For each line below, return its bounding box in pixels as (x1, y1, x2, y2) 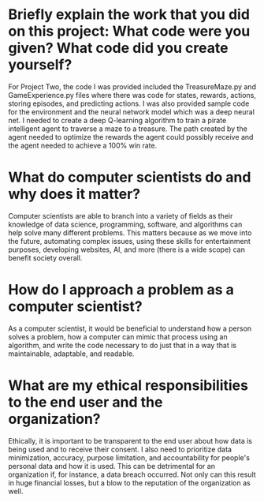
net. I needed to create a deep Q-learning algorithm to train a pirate (8, 115, 227, 125)
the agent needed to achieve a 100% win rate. (8, 140, 158, 150)
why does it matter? (8, 185, 141, 203)
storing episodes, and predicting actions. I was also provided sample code (8, 99, 250, 108)
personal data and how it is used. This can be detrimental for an (8, 461, 215, 470)
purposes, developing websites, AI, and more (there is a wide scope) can (8, 245, 246, 254)
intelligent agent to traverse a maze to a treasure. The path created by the (8, 124, 248, 133)
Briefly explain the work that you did (8, 6, 251, 24)
